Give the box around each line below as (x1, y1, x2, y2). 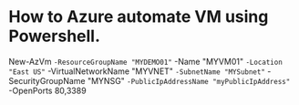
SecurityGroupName (8, 75, 86, 86)
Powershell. (8, 26, 101, 47)
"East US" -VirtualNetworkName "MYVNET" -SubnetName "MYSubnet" (8, 66, 266, 77)
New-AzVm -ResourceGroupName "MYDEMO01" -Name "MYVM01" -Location (8, 56, 284, 67)
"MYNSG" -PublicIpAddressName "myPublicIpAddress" (87, 75, 291, 86)
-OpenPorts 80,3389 (8, 85, 88, 96)
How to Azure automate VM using (8, 6, 269, 27)
